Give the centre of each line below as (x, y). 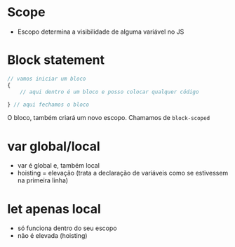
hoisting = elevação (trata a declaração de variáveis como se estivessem (123, 173)
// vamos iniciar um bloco (47, 79)
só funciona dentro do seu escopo (67, 228)
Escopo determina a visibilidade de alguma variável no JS (101, 32)
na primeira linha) (43, 180)
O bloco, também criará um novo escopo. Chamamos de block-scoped (109, 118)
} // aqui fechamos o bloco (48, 105)
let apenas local (54, 209)
